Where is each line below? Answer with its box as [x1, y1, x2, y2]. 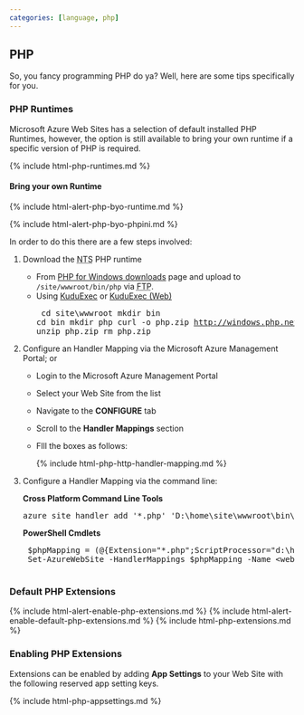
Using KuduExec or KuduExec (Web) [35, 291, 173, 301]
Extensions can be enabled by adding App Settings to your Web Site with [9, 668, 283, 679]
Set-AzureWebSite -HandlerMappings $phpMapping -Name [27, 554, 271, 564]
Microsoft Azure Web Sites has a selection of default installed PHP [9, 123, 258, 134]
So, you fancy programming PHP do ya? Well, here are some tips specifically [9, 71, 295, 81]
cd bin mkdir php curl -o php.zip [35, 317, 190, 327]
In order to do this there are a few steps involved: [9, 236, 193, 247]
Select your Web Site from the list [35, 387, 161, 398]
